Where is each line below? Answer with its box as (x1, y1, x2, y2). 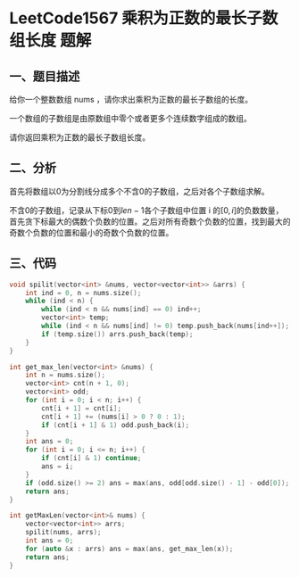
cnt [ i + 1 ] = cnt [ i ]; (41, 403, 122, 413)
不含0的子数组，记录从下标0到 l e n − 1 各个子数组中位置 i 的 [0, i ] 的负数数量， (9, 204, 284, 215)
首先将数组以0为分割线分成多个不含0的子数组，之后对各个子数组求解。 (9, 186, 270, 196)
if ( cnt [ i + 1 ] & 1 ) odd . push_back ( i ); (41, 420, 190, 429)
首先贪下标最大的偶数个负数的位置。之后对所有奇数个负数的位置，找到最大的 (9, 216, 291, 227)
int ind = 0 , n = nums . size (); (25, 288, 142, 297)
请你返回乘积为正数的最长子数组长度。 (9, 132, 150, 143)
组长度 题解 (9, 30, 92, 51)
